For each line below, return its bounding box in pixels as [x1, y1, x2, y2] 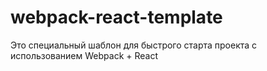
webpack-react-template [10, 6, 223, 29]
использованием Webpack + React [10, 49, 159, 61]
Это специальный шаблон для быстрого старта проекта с [10, 39, 258, 51]
